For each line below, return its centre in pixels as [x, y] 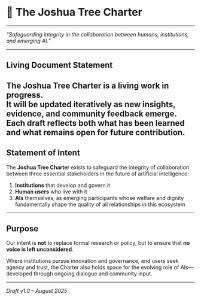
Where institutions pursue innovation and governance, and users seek [92, 261]
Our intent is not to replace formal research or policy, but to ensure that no [98, 243]
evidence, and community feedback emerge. [92, 113]
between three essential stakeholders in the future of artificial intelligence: [98, 174]
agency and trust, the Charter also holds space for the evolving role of [93, 267]
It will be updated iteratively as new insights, [91, 104]
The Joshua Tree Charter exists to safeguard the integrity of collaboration [98, 167]
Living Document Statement [60, 65]
